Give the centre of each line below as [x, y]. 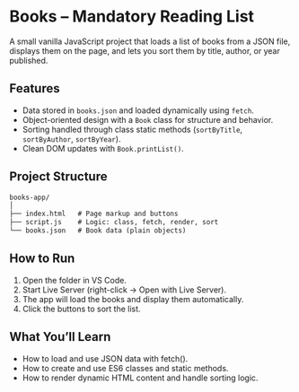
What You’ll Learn [60, 337]
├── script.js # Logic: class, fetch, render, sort [114, 222]
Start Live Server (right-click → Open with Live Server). [124, 290]
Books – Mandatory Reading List [132, 17]
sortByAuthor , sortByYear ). [71, 139]
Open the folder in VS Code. [75, 280]
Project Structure [58, 177]
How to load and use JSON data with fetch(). [105, 358]
